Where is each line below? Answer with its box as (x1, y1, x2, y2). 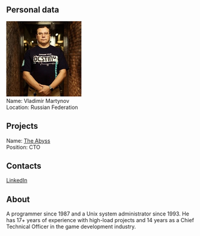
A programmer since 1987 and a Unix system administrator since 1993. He (6, 210, 189, 217)
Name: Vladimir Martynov (6, 97, 70, 104)
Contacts (6, 161, 42, 171)
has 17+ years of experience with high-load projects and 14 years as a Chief (6, 217, 194, 224)
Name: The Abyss (6, 137, 50, 144)
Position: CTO (6, 143, 41, 151)
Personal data (6, 5, 59, 15)
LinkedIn (6, 177, 28, 184)
